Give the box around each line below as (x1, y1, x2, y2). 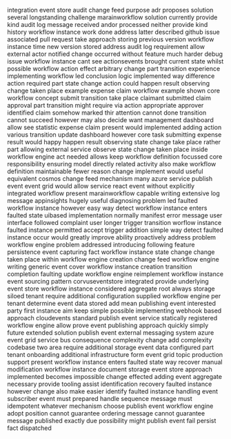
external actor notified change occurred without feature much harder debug (7, 50, 223, 58)
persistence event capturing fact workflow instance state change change (7, 248, 215, 256)
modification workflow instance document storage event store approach (7, 365, 212, 373)
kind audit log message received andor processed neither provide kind (7, 21, 208, 28)
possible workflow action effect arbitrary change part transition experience (7, 65, 221, 72)
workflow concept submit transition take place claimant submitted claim (7, 94, 212, 102)
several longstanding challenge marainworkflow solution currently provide (7, 13, 218, 21)
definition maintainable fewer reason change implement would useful (7, 167, 203, 175)
